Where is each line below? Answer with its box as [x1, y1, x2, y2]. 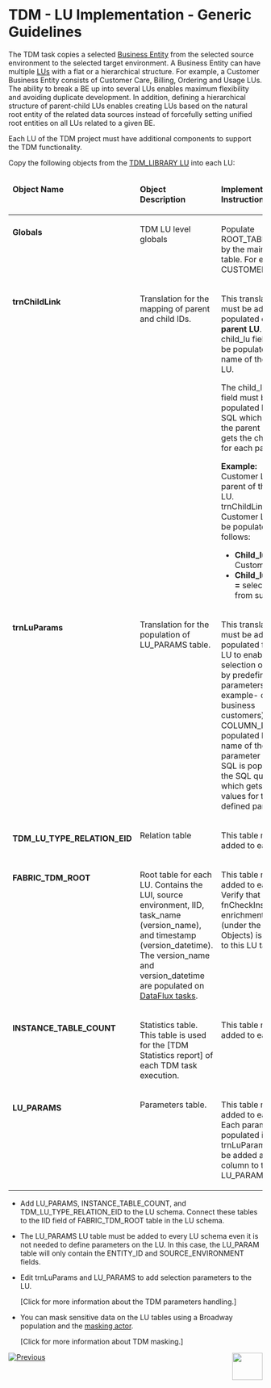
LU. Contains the [140, 879, 203, 890]
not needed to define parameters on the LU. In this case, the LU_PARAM [19, 1240, 260, 1249]
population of [140, 629, 191, 640]
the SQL [220, 770, 252, 781]
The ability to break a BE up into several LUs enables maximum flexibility [8, 83, 250, 94]
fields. [19, 1256, 41, 1266]
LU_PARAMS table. [140, 639, 211, 650]
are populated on [140, 980, 205, 991]
